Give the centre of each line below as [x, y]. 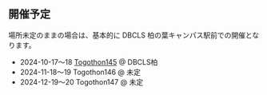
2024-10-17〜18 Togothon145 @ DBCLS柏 [89, 61]
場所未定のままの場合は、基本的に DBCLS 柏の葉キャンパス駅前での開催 [127, 35]
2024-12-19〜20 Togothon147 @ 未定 [82, 81]
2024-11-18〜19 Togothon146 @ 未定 [80, 72]
